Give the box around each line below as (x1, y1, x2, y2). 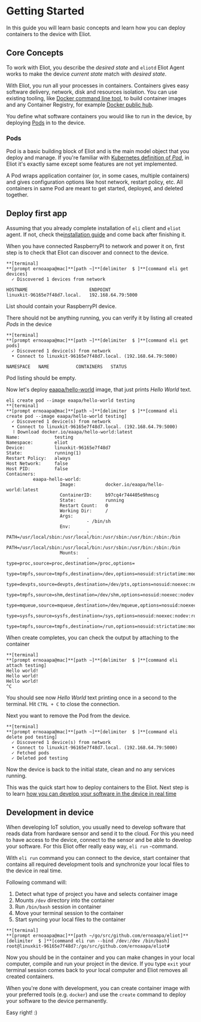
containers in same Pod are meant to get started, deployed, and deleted (6, 185, 184, 192)
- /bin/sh (86, 518, 111, 524)
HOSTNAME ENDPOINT (6, 286, 111, 292)
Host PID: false (6, 465, 68, 472)
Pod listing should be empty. (6, 374, 77, 381)
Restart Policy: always (6, 455, 71, 461)
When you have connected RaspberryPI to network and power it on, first (6, 242, 185, 250)
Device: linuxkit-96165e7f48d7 (6, 444, 111, 451)
